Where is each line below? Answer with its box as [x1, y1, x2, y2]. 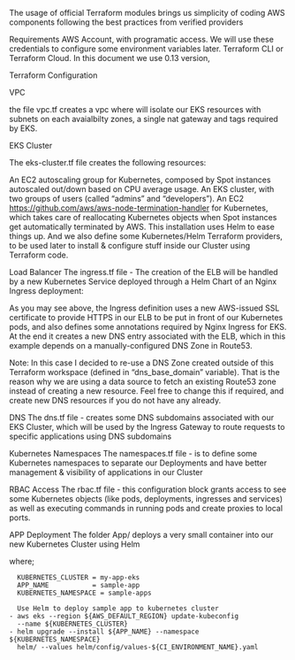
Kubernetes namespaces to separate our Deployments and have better [9, 457, 268, 468]
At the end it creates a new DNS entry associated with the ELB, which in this [9, 331, 286, 342]
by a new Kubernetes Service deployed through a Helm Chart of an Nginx [9, 276, 277, 287]
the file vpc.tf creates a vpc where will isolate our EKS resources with [9, 104, 261, 114]
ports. [9, 512, 31, 523]
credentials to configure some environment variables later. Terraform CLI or [9, 43, 284, 54]
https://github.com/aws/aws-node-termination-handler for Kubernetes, [9, 203, 269, 213]
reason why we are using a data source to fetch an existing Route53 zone [9, 376, 276, 387]
